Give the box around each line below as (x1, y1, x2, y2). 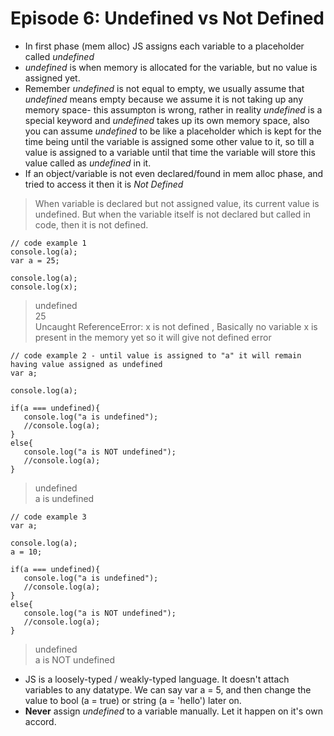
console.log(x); (10, 282, 78, 292)
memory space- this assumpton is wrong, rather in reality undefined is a (24, 103, 323, 116)
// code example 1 (10, 238, 87, 248)
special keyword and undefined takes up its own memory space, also (24, 114, 310, 126)
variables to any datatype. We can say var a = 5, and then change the (24, 683, 312, 696)
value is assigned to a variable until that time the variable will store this (24, 146, 316, 158)
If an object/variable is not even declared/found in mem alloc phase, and (24, 167, 324, 179)
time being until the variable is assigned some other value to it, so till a (24, 135, 315, 147)
